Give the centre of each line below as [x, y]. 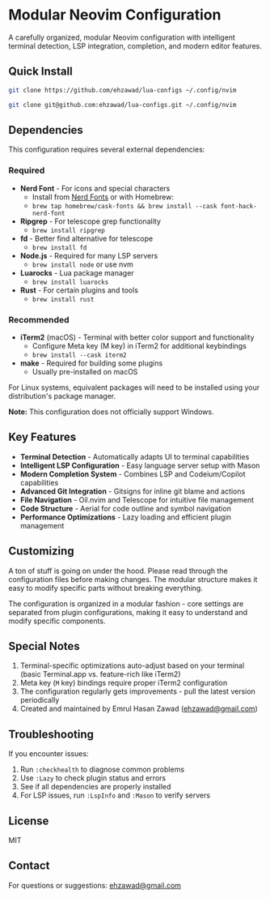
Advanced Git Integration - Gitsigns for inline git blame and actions [133, 491]
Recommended [39, 319]
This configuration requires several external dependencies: [107, 150]
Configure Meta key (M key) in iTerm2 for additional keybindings [139, 345]
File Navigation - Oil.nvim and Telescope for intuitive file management [137, 499]
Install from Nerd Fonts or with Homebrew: [103, 197]
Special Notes [44, 646]
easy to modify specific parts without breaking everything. [106, 588]
